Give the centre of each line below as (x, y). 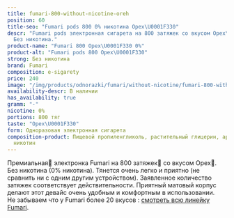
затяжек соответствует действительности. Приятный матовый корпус (112, 185)
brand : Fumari (28, 65)
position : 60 (26, 20)
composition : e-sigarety (43, 72)
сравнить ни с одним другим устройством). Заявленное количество (110, 178)
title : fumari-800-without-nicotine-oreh (68, 14)
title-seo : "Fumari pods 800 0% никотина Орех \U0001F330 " (93, 26)
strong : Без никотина (39, 59)
